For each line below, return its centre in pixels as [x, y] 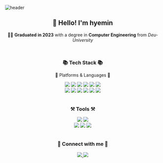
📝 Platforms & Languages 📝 [83, 75]
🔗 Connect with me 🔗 [83, 144]
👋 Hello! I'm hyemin [83, 23]
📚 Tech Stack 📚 [83, 62]
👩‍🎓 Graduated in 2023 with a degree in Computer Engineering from [77, 35]
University [83, 40]
